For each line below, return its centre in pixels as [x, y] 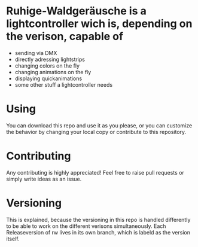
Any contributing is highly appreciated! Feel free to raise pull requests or [95, 172]
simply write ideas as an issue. [44, 179]
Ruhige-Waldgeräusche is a [76, 11]
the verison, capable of [65, 36]
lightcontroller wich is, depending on [99, 24]
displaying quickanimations [48, 78]
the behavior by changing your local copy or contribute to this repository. [96, 132]
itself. [13, 239]
